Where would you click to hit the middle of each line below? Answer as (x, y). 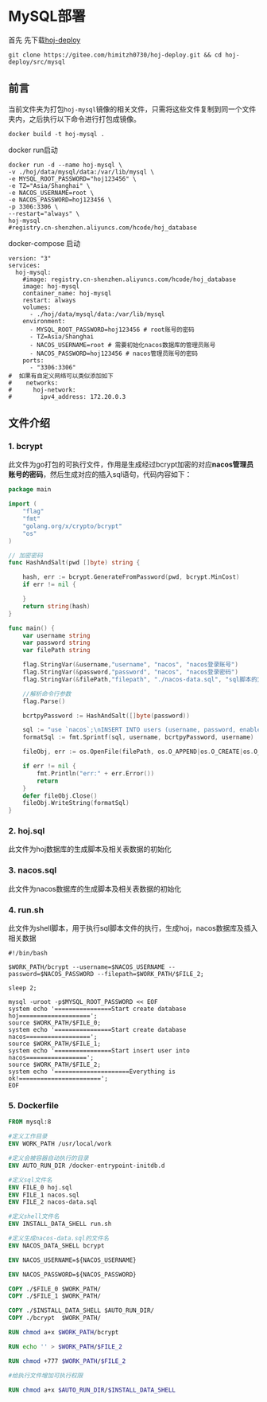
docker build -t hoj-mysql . (56, 134)
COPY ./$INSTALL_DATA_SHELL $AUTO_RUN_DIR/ (81, 1310)
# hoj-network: (43, 390)
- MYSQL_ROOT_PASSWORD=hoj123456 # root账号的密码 (112, 330)
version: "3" (30, 258)
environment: (44, 321)
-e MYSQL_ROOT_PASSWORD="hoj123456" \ (72, 179)
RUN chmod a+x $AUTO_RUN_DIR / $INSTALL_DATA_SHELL (92, 1390)
